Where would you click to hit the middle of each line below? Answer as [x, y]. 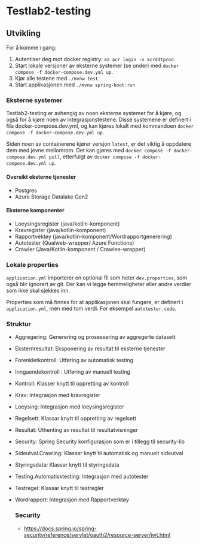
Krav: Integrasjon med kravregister [57, 395]
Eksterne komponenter [35, 211]
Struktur [19, 324]
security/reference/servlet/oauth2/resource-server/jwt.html [97, 534]
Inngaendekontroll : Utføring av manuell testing [72, 372]
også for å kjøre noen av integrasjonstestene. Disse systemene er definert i [99, 120]
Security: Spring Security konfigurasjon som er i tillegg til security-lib [100, 441]
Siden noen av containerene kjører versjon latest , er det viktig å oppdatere [99, 144]
